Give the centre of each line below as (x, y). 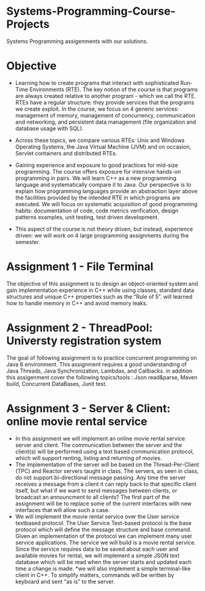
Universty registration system (84, 341)
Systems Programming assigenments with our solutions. (77, 41)
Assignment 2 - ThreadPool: (80, 328)
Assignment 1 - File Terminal (80, 267)
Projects (28, 24)
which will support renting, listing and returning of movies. (88, 458)
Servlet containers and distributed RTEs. (66, 153)
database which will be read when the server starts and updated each (103, 562)
